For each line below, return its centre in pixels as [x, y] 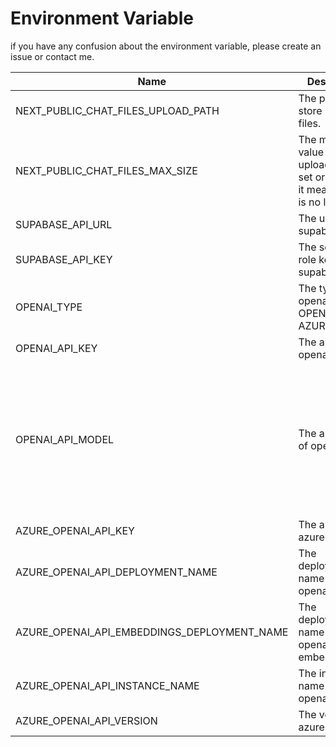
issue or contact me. [52, 56]
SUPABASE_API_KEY [64, 259]
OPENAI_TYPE [49, 307]
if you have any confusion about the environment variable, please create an [166, 46]
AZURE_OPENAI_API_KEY [75, 530]
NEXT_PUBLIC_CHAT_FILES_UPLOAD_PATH [117, 110]
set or [312, 177]
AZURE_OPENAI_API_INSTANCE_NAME [107, 685]
